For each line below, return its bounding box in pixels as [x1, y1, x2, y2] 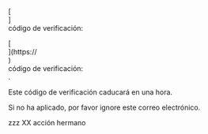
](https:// [8, 47, 37, 56]
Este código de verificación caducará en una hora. [8, 87, 172, 97]
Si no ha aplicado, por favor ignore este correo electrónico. [8, 102, 201, 112]
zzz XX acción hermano [8, 118, 86, 127]
